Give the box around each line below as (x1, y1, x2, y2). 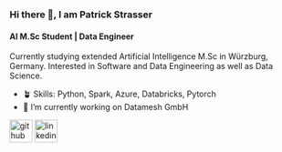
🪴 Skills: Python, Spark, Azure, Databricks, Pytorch (22, 88, 217, 99)
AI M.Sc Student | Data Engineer (9, 31, 134, 42)
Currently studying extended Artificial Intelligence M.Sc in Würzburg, (9, 51, 269, 62)
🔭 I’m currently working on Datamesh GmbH (22, 102, 189, 113)
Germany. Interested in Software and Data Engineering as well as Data (9, 61, 274, 72)
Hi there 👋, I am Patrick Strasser (9, 8, 153, 21)
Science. (9, 70, 43, 81)
